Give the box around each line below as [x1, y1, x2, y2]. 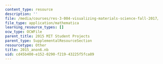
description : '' [5, 12, 38, 16]
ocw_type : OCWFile [5, 29, 42, 34]
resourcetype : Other [5, 43, 47, 48]
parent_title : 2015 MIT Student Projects [5, 34, 90, 39]
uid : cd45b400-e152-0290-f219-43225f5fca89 [5, 51, 95, 57]
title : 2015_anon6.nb [5, 47, 49, 52]
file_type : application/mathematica [5, 20, 79, 26]
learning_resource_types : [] [5, 25, 64, 30]
